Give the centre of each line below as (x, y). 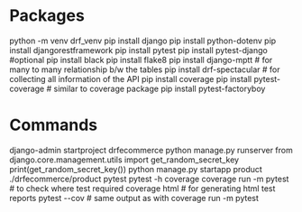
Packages (47, 16)
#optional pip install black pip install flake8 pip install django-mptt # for (141, 60)
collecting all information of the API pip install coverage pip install (131, 78)
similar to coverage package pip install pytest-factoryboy (160, 88)
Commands (54, 125)
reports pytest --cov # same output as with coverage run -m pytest (134, 198)
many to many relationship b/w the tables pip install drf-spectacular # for (145, 69)
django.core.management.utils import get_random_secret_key (124, 160)
